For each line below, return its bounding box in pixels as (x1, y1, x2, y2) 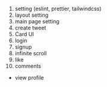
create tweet (14, 24, 47, 31)
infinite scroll (14, 50, 47, 56)
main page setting (14, 18, 60, 25)
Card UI (14, 31, 34, 38)
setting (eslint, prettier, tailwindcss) (14, 5, 102, 12)
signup (14, 43, 32, 50)
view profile (14, 74, 44, 81)
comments (14, 62, 41, 70)
